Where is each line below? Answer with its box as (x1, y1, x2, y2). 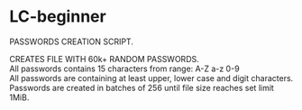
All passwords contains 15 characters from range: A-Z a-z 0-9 (9, 63, 241, 74)
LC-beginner (9, 6, 106, 27)
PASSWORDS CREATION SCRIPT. (9, 36, 133, 47)
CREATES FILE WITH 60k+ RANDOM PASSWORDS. (9, 53, 200, 64)
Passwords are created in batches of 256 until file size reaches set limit (9, 82, 275, 93)
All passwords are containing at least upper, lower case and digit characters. (9, 72, 294, 83)
